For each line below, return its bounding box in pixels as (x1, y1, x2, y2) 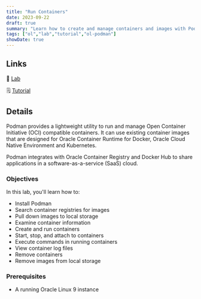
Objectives (6, 175, 39, 183)
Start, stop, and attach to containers (14, 232, 104, 239)
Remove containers (14, 250, 63, 258)
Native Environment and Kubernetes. (6, 142, 97, 149)
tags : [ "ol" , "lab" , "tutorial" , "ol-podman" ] (6, 31, 117, 37)
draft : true (6, 20, 36, 26)
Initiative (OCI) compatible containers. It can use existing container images (6, 128, 190, 136)
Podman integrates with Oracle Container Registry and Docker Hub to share (6, 153, 193, 160)
